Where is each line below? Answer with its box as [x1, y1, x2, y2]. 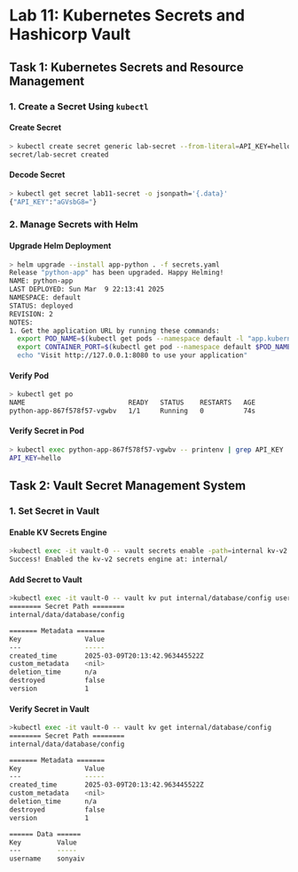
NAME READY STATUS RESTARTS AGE [9, 398, 255, 407]
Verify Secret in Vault [9, 703, 90, 714]
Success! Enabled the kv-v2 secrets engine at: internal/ [9, 555, 228, 564]
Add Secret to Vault [9, 574, 82, 585]
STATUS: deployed [9, 301, 74, 310]
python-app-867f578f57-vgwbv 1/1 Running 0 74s [9, 406, 255, 415]
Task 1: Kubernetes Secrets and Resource [9, 60, 244, 75]
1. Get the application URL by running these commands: [9, 326, 220, 335]
